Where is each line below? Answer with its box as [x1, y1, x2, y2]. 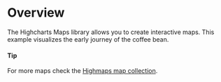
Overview [7, 5, 65, 21]
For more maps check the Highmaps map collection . [7, 67, 158, 75]
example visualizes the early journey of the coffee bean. [7, 35, 169, 43]
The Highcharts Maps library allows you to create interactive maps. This [7, 28, 215, 36]
